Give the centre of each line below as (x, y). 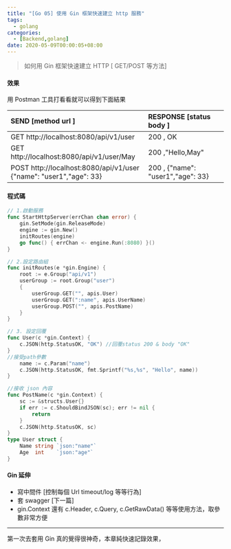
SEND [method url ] (43, 121)
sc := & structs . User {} (52, 402)
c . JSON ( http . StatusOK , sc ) (58, 427)
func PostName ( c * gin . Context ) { (55, 395)
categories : (24, 33)
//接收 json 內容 (30, 389)
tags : (15, 20)
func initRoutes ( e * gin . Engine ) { (57, 268)
